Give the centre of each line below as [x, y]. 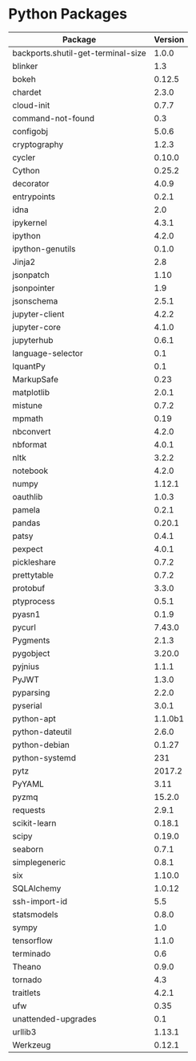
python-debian [41, 745]
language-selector [48, 353]
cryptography [38, 144]
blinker [25, 66]
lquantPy [29, 366]
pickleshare [34, 561]
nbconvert [32, 431]
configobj [30, 131]
